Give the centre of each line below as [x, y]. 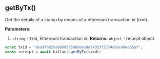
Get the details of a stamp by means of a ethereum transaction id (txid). [77, 19]
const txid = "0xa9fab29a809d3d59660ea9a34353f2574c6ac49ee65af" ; [74, 47]
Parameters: [18, 29]
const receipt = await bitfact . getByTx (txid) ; [53, 52]
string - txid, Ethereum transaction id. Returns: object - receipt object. [84, 38]
